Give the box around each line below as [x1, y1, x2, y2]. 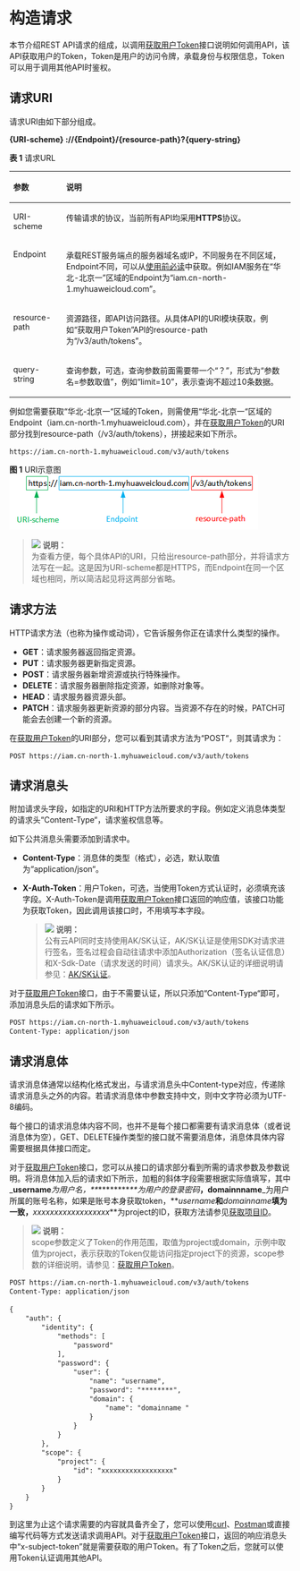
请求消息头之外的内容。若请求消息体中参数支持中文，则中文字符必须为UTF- [9, 1090, 287, 1101]
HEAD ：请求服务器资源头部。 [21, 691, 131, 702]
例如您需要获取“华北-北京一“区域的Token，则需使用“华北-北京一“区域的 [9, 406, 272, 416]
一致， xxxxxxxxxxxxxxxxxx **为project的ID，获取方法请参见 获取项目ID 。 [9, 1207, 277, 1217]
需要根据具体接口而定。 [9, 1143, 96, 1154]
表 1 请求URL [9, 152, 56, 163]
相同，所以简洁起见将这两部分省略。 [46, 573, 180, 584]
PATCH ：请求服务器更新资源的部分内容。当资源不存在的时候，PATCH [21, 702, 279, 713]
